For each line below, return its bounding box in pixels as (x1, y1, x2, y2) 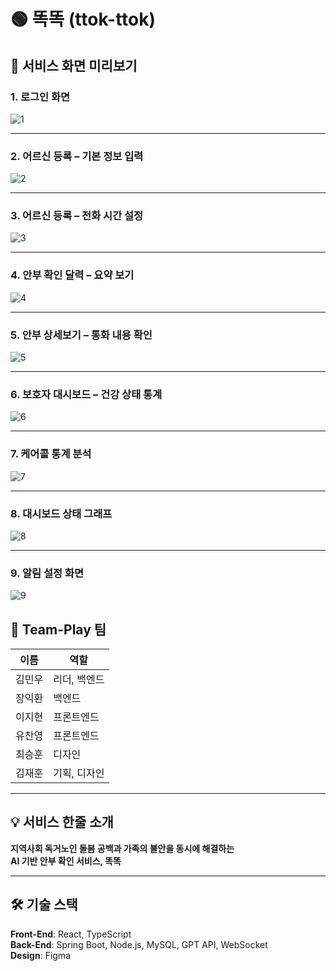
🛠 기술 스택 (10, 896, 78, 914)
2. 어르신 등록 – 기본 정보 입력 (10, 149, 144, 163)
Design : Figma (10, 949, 71, 961)
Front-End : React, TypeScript (10, 928, 132, 940)
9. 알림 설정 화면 (10, 566, 85, 580)
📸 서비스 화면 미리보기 (10, 57, 138, 74)
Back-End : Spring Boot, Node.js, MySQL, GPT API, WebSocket (10, 938, 268, 950)
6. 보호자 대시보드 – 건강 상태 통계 (10, 387, 163, 401)
